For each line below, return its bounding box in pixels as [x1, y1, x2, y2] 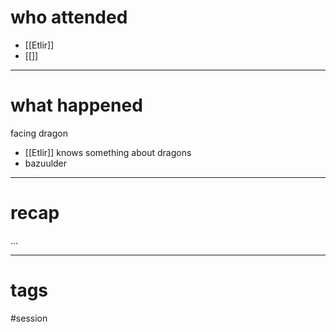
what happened [10, 94, 143, 117]
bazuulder [24, 157, 68, 169]
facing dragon [10, 127, 68, 139]
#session [10, 312, 48, 324]
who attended [10, 6, 128, 29]
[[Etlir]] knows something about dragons [24, 146, 192, 158]
